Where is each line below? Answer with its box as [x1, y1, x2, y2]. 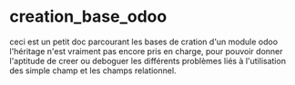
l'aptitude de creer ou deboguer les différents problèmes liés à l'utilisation [9, 55, 287, 66]
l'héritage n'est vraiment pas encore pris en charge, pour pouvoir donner [9, 45, 284, 56]
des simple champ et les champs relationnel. [9, 65, 177, 76]
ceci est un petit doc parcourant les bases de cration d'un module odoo [9, 36, 279, 47]
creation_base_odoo [9, 6, 168, 27]
